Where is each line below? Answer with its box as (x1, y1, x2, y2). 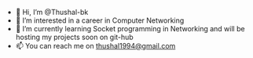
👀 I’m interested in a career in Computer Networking (15, 16, 185, 25)
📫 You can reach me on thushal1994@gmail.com (15, 42, 176, 50)
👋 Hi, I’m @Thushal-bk (15, 8, 89, 16)
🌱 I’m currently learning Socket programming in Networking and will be (15, 24, 245, 33)
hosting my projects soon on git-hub (15, 32, 134, 42)
